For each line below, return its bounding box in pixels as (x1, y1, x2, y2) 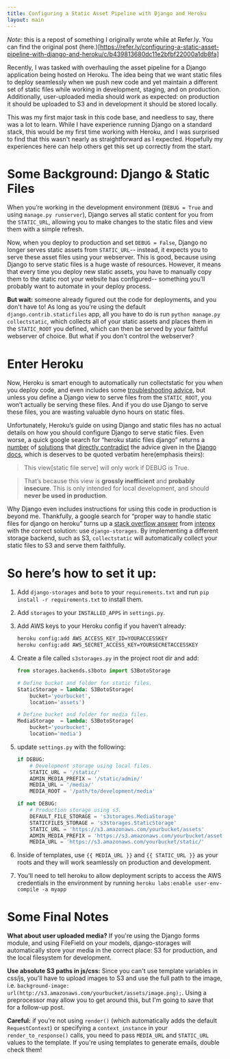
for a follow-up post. (7, 1003, 65, 1012)
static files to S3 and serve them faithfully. (7, 542, 126, 550)
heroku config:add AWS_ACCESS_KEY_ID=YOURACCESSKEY (16, 636, 168, 642)
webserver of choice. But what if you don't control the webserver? (7, 332, 194, 340)
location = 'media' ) (29, 730, 82, 738)
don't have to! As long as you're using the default (7, 303, 146, 311)
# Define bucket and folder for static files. (16, 679, 153, 686)
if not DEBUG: (16, 800, 57, 807)
